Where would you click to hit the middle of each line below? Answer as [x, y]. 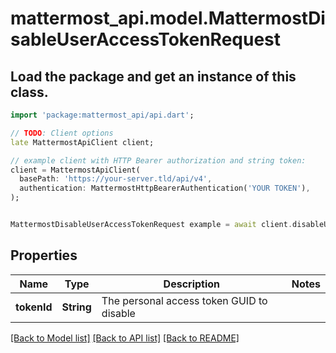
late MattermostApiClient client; [82, 142]
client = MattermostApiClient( [75, 170]
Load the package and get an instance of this [153, 76]
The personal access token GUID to [184, 300]
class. [29, 92]
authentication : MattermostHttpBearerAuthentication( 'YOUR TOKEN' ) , [165, 188]
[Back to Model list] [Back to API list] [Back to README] [125, 338]
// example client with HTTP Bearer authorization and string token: [158, 160]
